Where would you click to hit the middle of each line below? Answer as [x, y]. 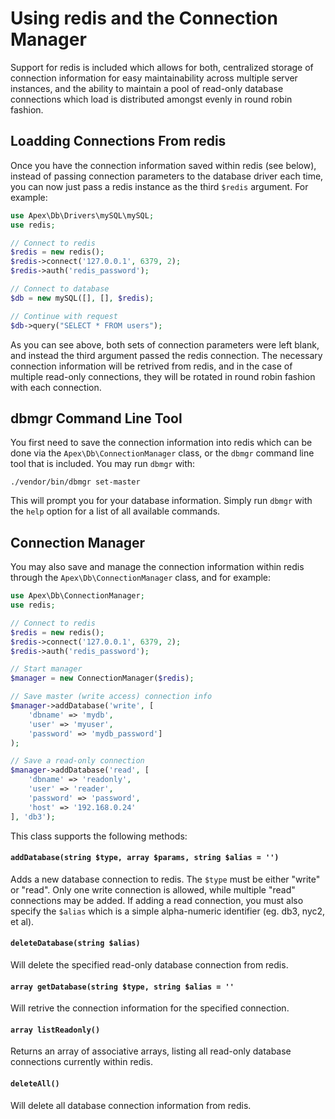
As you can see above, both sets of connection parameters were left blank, [165, 344]
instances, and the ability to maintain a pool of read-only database [147, 88]
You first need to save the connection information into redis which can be [161, 443]
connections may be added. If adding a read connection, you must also [157, 900]
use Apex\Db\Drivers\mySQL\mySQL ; [82, 215]
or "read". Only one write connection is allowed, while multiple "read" [153, 889]
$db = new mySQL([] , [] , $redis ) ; [82, 298]
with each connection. [56, 387]
